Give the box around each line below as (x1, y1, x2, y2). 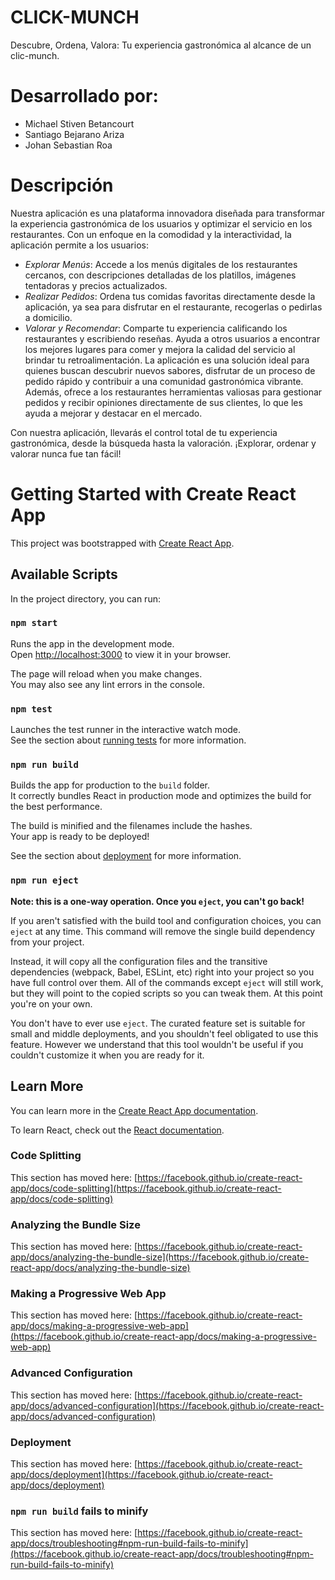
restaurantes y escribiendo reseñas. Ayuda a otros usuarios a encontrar (24, 332, 321, 345)
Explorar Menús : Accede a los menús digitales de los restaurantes (24, 258, 298, 270)
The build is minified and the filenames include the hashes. (10, 820, 253, 832)
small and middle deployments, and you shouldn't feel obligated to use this (10, 1027, 319, 1040)
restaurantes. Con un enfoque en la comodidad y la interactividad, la (10, 228, 292, 240)
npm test (10, 703, 53, 715)
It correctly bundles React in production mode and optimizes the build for (10, 790, 312, 802)
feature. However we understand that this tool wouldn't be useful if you (10, 1038, 304, 1050)
